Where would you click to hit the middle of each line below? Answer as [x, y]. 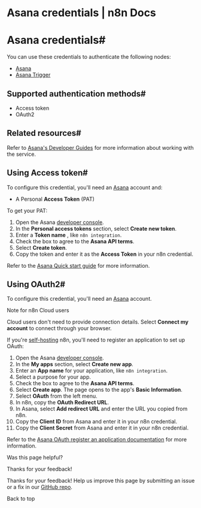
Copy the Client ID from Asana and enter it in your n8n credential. [96, 422]
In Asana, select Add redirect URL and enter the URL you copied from [101, 409]
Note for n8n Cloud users [38, 310]
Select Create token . [41, 247]
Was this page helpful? [35, 458]
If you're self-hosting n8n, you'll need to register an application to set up [96, 340]
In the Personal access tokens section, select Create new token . [96, 228]
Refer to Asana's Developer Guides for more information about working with [100, 147]
